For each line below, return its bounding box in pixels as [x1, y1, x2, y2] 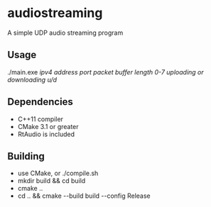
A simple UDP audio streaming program [7, 28, 124, 37]
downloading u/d [7, 75, 58, 84]
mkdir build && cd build [17, 177, 86, 185]
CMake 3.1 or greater [17, 122, 80, 130]
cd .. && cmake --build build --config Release [17, 191, 151, 200]
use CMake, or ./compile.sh [17, 169, 99, 178]
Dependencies [7, 96, 73, 108]
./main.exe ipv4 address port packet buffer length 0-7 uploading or [7, 67, 204, 76]
